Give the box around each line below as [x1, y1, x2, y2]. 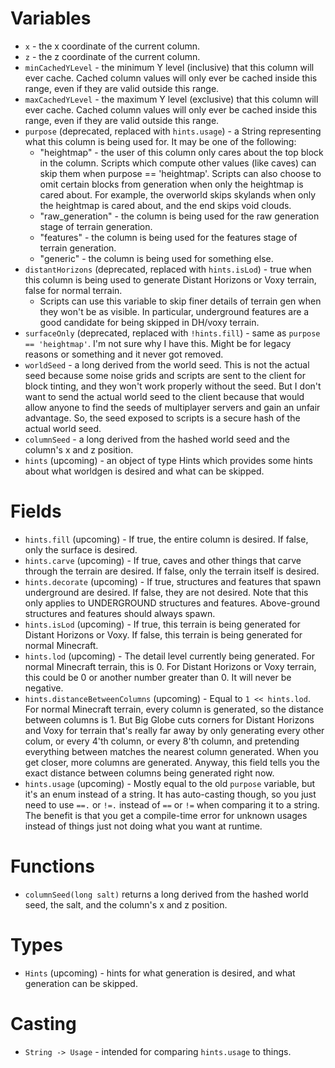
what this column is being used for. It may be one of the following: [24, 135, 297, 147]
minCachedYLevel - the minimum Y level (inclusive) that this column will [24, 61, 315, 73]
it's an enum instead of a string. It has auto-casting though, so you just [24, 788, 317, 800]
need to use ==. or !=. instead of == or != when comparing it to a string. [24, 798, 320, 811]
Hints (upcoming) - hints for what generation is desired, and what [24, 967, 296, 979]
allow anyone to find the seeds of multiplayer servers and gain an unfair [24, 401, 321, 413]
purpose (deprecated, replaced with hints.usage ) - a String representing [24, 125, 322, 137]
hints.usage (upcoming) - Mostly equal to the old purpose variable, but [24, 777, 316, 789]
